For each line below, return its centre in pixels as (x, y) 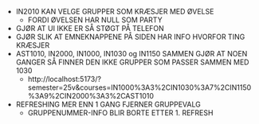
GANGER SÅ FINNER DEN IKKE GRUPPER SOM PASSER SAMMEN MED (132, 62)
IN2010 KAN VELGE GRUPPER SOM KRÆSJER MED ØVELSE (115, 12)
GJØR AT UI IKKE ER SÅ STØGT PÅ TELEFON (90, 28)
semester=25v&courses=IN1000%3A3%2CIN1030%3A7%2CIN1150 (139, 87)
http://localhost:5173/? (65, 79)
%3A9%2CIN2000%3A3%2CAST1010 (90, 96)
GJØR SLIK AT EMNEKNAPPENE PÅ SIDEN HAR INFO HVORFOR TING (130, 37)
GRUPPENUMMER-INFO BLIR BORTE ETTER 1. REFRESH (120, 113)
